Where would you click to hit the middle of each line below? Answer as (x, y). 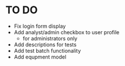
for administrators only (50, 38)
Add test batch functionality (47, 50)
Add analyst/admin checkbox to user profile (67, 32)
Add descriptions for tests (45, 45)
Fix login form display (40, 26)
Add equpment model (40, 57)
